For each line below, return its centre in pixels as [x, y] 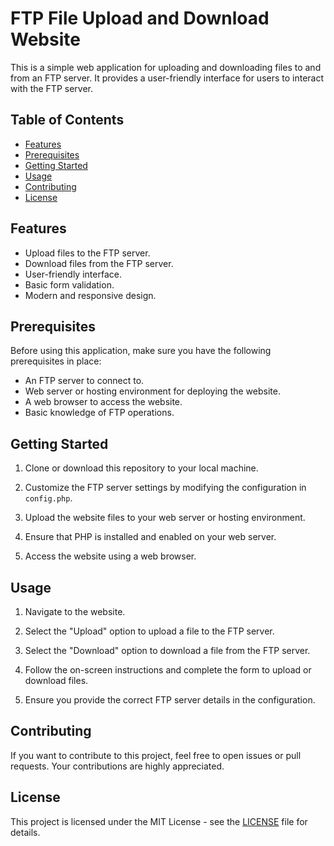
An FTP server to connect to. [84, 381]
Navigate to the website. [75, 611]
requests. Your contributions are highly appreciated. [117, 766]
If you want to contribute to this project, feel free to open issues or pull [156, 755]
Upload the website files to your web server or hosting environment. [165, 518]
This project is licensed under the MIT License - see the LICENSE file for [159, 821]
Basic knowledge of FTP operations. [99, 413]
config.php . [48, 498]
